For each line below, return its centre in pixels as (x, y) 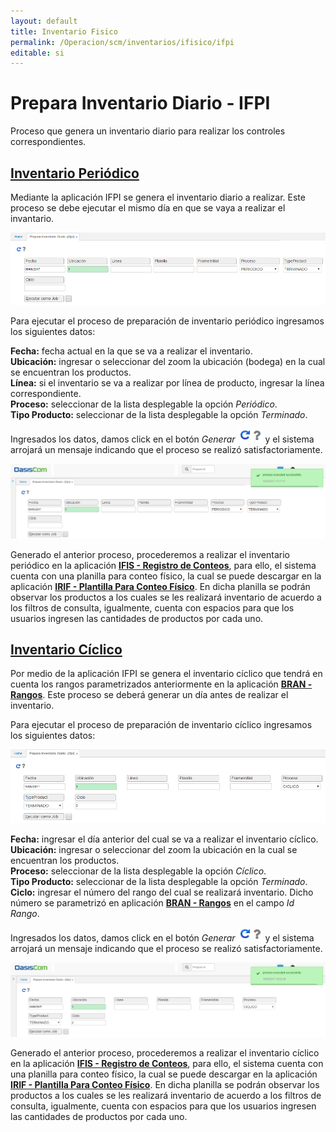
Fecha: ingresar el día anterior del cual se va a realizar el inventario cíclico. (164, 839)
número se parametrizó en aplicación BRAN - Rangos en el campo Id (152, 902)
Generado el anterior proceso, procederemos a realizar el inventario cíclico (165, 1053)
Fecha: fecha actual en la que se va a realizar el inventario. (131, 351)
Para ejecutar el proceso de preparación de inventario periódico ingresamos (167, 321)
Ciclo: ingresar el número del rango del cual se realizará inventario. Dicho (162, 892)
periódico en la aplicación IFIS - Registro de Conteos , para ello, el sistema (163, 565)
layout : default (44, 21)
